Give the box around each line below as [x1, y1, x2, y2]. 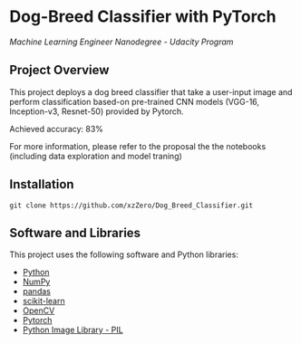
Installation [9, 177, 74, 192]
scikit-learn [22, 296, 65, 307]
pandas [22, 286, 52, 297]
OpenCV [22, 305, 55, 316]
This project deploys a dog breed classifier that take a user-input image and [9, 86, 293, 97]
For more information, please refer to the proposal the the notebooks [9, 140, 267, 151]
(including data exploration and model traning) [9, 150, 183, 161]
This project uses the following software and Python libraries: [9, 249, 238, 260]
